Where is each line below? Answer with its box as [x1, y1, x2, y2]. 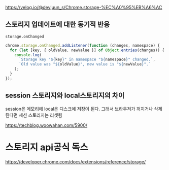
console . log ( [14, 52, 42, 57]
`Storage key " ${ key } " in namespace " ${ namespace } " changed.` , [18, 57, 156, 62]
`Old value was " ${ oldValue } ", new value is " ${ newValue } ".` [18, 62, 151, 67]
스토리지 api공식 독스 [5, 142, 88, 153]
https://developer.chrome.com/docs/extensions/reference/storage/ [5, 158, 146, 164]
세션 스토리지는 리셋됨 [18, 112, 62, 118]
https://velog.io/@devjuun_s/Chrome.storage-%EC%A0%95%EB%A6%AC [5, 5, 162, 10]
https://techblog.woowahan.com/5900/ [5, 122, 88, 128]
